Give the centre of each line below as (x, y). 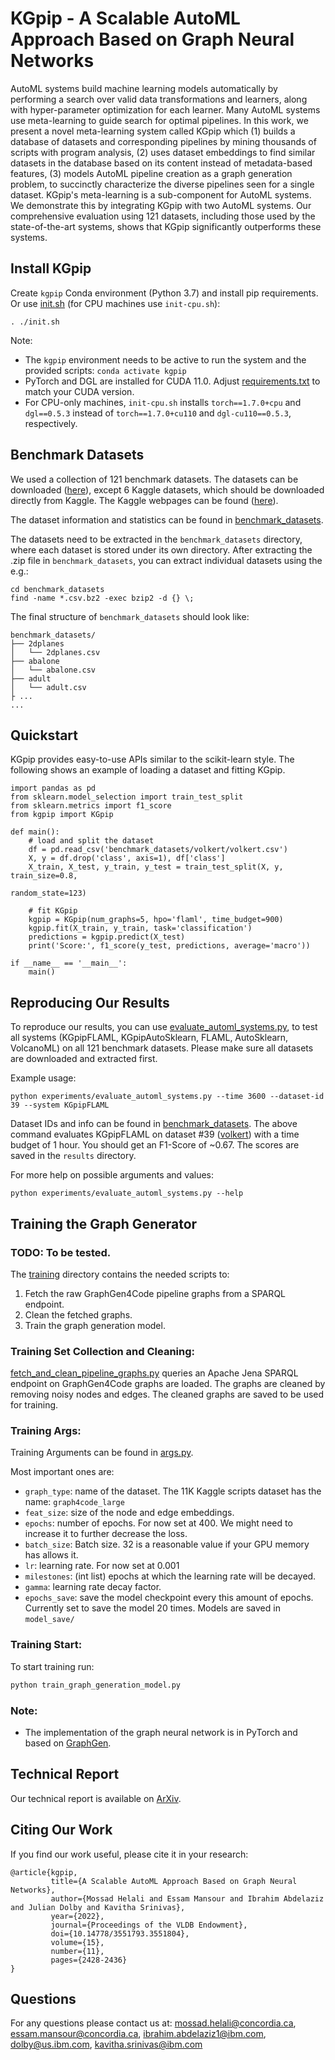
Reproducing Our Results (90, 1002)
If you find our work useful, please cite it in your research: (129, 1854)
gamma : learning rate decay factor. (93, 1587)
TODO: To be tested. (61, 1252)
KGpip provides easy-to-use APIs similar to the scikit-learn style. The (152, 759)
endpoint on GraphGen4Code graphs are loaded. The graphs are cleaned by (168, 1384)
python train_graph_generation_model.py (96, 1685)
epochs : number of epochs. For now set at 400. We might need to (158, 1523)
